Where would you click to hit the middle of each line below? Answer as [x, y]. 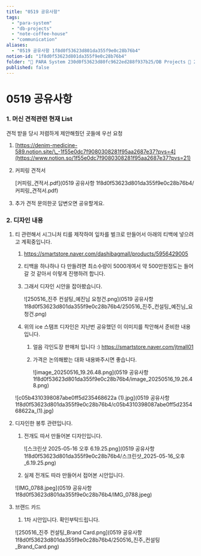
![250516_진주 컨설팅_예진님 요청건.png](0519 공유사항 [89, 299]
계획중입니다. [36, 242]
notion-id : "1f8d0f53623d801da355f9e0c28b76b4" [67, 56]
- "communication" [35, 40]
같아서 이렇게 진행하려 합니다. [71, 274]
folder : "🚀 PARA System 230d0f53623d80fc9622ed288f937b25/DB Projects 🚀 [99, 62]
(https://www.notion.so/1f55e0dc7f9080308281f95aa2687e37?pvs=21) [103, 158]
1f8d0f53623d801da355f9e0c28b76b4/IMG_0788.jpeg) [83, 495]
